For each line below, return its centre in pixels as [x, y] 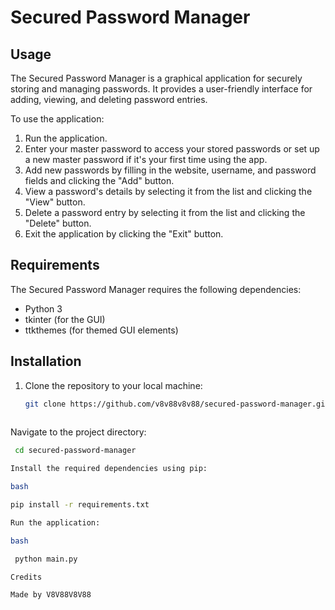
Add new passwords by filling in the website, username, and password [170, 170]
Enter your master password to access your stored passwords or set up [172, 149]
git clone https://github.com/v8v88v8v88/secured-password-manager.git [177, 404]
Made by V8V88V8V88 [51, 595]
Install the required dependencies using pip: [109, 469]
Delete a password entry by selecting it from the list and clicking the [165, 212]
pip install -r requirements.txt [80, 505]
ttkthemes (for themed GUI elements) [101, 330]
